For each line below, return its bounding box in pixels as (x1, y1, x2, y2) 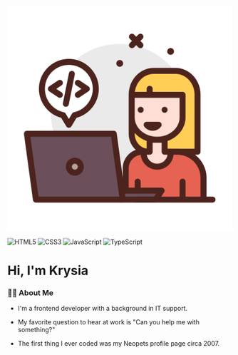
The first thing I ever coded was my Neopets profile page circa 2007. (17, 339, 220, 348)
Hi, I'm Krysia (7, 262, 89, 279)
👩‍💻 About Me (7, 288, 53, 298)
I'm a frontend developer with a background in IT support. (17, 304, 188, 313)
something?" (17, 326, 56, 334)
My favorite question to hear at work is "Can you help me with (17, 318, 200, 326)
